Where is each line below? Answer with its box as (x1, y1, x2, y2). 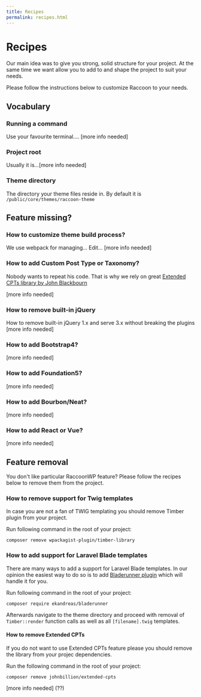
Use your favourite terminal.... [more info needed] (6, 133, 129, 141)
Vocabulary (6, 101, 51, 111)
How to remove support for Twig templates (6, 494, 133, 503)
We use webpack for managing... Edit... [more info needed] (6, 244, 152, 251)
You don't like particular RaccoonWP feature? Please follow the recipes (6, 473, 181, 480)
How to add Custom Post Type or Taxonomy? (6, 259, 139, 267)
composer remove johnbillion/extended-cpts (6, 674, 117, 680)
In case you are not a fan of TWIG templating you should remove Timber (6, 508, 184, 515)
